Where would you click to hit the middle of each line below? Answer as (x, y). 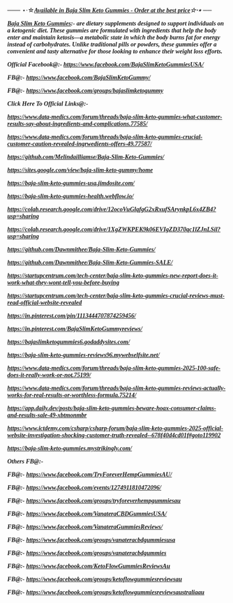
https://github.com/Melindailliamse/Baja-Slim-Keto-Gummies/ (86, 157)
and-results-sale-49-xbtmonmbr (47, 415)
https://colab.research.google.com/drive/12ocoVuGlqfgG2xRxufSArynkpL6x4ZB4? (112, 209)
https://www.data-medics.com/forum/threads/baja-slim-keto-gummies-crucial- (105, 137)
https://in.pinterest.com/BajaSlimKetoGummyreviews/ (75, 329)
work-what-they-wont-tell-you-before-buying (63, 283)
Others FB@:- (25, 461)
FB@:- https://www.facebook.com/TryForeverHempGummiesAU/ (90, 475)
